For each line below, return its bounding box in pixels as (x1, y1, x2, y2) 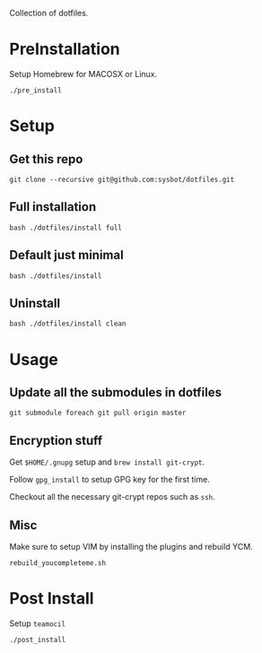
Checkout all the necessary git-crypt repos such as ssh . (9, 492, 215, 502)
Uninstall (9, 295, 61, 310)
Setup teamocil (9, 618, 65, 629)
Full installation (9, 199, 97, 214)
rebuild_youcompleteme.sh (9, 559, 106, 568)
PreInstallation (9, 39, 121, 59)
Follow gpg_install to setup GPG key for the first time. (9, 475, 211, 485)
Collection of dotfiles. (9, 8, 89, 18)
